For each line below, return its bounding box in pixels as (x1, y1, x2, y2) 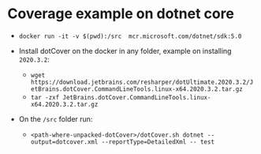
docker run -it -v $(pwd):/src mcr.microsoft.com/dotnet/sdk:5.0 (18, 32, 242, 40)
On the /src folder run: (18, 114, 93, 123)
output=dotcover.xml (30, 137, 99, 146)
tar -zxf (30, 93, 60, 101)
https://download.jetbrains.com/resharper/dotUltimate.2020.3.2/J (30, 78, 254, 86)
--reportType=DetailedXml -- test (101, 137, 214, 146)
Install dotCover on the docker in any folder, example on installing (18, 46, 232, 55)
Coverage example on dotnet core (7, 5, 234, 23)
